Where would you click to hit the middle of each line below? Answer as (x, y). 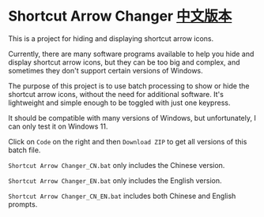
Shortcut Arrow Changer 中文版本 (120, 16)
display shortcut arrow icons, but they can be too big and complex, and (124, 62)
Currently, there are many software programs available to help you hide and (131, 54)
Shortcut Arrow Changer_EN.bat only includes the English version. (115, 180)
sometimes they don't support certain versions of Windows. (106, 70)
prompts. (23, 204)
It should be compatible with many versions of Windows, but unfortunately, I (132, 118)
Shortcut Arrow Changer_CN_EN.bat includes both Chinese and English (122, 196)
